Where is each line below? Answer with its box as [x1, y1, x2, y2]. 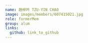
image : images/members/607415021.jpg [5, 12, 84, 17]
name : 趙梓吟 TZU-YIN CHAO [5, 7, 59, 12]
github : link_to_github [9, 30, 59, 35]
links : [5, 26, 19, 31]
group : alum [5, 21, 30, 26]
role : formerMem [5, 16, 39, 21]
